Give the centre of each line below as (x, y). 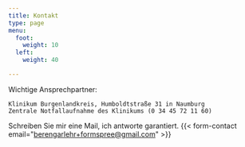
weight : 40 (41, 60)
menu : (17, 30)
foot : (25, 38)
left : (25, 52)
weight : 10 (41, 45)
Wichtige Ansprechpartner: (53, 89)
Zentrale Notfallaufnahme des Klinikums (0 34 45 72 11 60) (111, 111)
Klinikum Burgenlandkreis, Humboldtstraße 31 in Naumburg (107, 104)
